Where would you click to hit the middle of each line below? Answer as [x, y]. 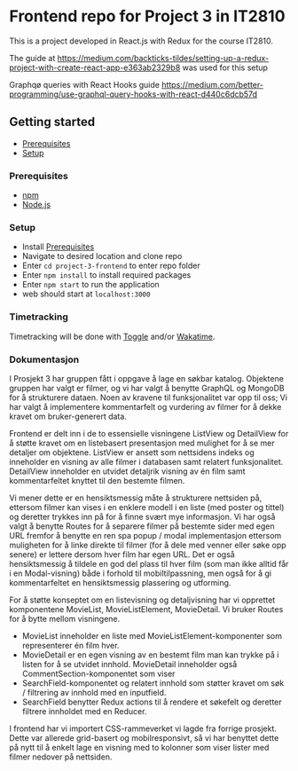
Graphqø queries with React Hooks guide [84, 84]
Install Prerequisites [58, 247]
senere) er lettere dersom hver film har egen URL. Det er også [122, 554]
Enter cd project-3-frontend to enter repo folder [111, 266]
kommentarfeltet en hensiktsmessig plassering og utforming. [120, 582]
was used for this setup [225, 67]
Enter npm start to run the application [90, 285]
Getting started [52, 122]
